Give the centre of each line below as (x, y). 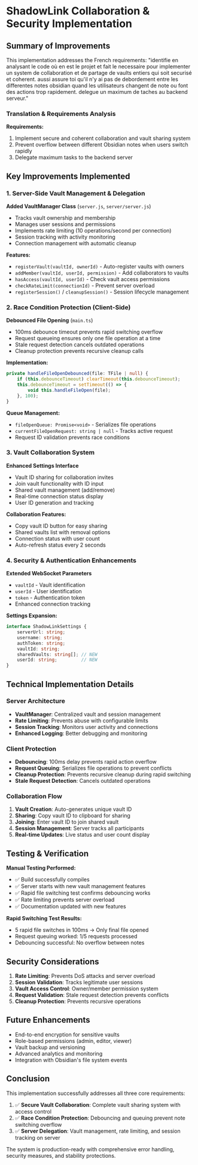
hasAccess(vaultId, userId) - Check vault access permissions (92, 279)
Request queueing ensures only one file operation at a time (88, 338)
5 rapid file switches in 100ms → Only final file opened (82, 930)
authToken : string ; (41, 643)
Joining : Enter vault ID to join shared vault (67, 822)
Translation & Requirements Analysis (61, 114)
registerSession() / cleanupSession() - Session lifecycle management (102, 292)
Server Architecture (36, 701)
